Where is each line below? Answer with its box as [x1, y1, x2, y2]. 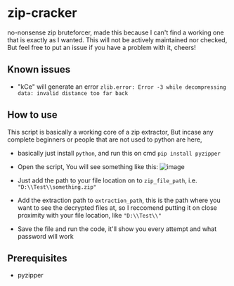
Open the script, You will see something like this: [17, 162, 159, 170]
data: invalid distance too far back [17, 89, 129, 97]
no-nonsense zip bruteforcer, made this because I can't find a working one [7, 28, 224, 37]
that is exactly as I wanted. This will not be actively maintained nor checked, [7, 35, 228, 44]
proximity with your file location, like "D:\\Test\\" [17, 211, 162, 219]
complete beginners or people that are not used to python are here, [7, 135, 202, 144]
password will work [17, 232, 74, 240]
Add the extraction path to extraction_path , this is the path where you [17, 196, 221, 204]
